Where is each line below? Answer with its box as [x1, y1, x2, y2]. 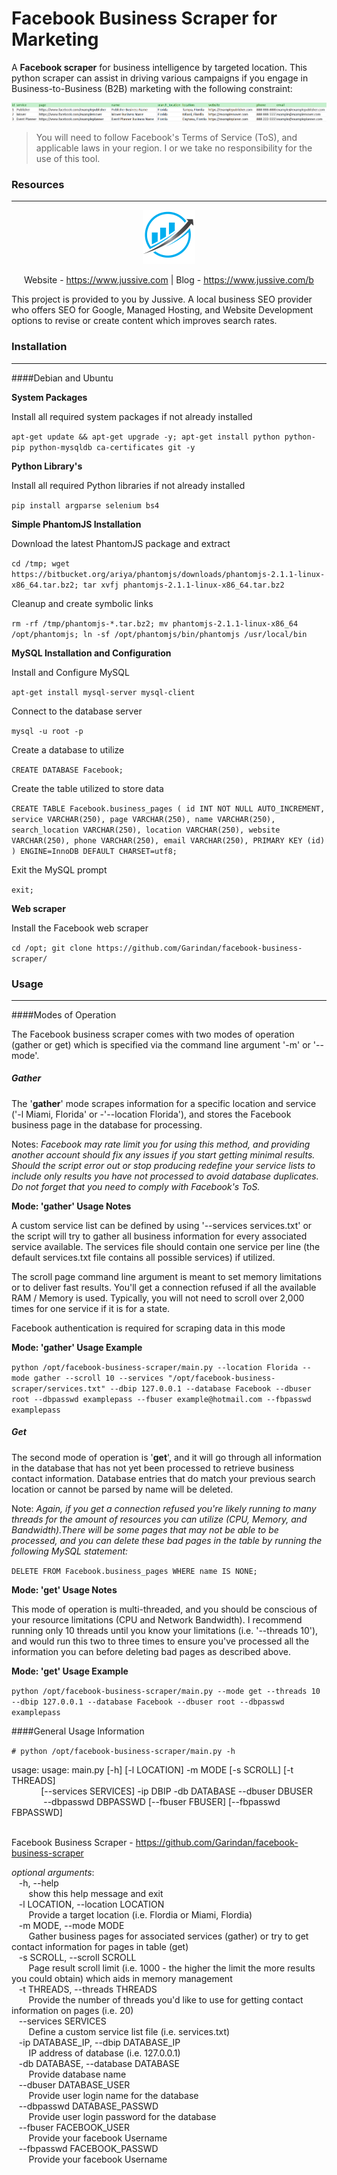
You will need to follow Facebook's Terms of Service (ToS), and [35, 131, 298, 143]
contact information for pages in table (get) [11, 1940, 189, 1952]
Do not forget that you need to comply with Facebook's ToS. [11, 1180, 261, 1192]
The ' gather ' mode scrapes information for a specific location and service [11, 1097, 317, 1109]
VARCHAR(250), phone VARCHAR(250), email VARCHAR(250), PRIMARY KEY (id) [11, 835, 326, 846]
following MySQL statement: [11, 1545, 129, 1557]
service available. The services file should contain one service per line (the [11, 1240, 321, 1252]
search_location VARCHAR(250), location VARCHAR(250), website [11, 825, 281, 835]
